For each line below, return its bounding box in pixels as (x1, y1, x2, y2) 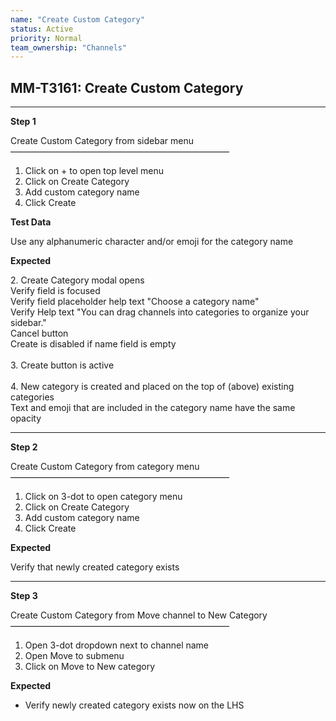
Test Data (10, 216, 52, 228)
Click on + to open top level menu (24, 165, 165, 177)
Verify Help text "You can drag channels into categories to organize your (10, 306, 310, 318)
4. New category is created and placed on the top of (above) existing (10, 381, 295, 393)
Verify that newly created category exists (10, 561, 180, 573)
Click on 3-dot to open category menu (24, 491, 183, 503)
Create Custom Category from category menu (10, 461, 200, 473)
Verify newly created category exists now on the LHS (24, 699, 245, 711)
